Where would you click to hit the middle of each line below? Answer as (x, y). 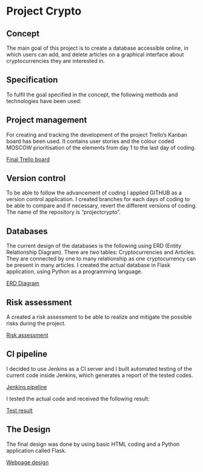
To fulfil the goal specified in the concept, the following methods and (92, 95)
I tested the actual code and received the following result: (78, 399)
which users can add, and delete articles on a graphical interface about (95, 55)
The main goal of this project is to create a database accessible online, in (98, 48)
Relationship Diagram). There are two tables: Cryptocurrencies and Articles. (101, 252)
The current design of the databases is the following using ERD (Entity (94, 246)
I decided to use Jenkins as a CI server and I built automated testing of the (99, 368)
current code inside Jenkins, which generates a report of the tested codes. (100, 375)
